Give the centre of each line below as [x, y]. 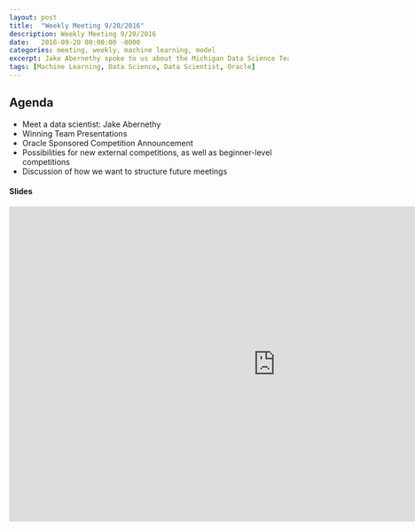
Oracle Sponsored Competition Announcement [107, 143]
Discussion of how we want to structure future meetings [125, 171]
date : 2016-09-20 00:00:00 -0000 [75, 42]
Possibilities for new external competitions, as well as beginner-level [147, 152]
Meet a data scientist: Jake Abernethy [91, 124]
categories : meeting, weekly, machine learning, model [113, 51]
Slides [21, 191]
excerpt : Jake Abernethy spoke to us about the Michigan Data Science [142, 59]
